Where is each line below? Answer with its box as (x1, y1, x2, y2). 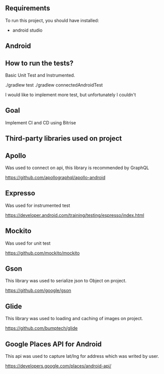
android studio (12, 27, 43, 33)
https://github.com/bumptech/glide (5, 325, 78, 331)
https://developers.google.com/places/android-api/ (5, 363, 112, 369)
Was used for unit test (5, 240, 51, 246)
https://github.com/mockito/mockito (5, 250, 80, 256)
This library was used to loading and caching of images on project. (5, 316, 143, 322)
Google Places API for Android (5, 340, 102, 348)
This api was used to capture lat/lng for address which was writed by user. (5, 353, 159, 359)
